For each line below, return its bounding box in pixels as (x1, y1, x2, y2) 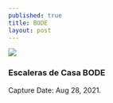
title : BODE (8, 19, 48, 27)
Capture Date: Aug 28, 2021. (8, 85, 102, 95)
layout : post (8, 26, 52, 34)
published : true (8, 11, 62, 20)
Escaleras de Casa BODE (8, 67, 106, 78)
